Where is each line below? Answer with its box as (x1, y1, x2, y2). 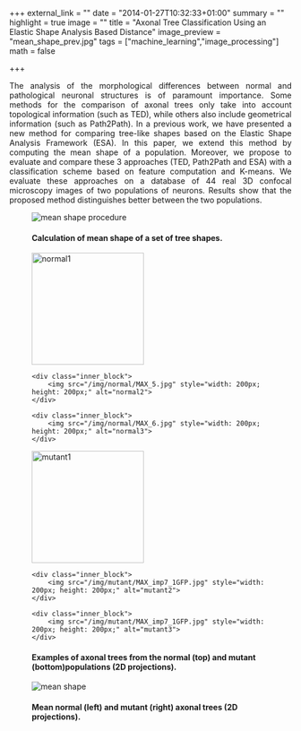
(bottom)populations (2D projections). (31, 661, 177, 672)
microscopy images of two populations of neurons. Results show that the (9, 185, 292, 195)
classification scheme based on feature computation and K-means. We (9, 166, 292, 176)
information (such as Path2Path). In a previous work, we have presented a (9, 118, 292, 129)
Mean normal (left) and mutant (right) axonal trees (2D (31, 702, 238, 712)
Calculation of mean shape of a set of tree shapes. (31, 232, 223, 243)
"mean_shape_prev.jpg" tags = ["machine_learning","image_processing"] (9, 36, 279, 47)
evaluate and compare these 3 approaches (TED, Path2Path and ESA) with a (9, 157, 292, 167)
